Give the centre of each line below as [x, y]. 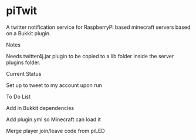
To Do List [18, 96]
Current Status [24, 74]
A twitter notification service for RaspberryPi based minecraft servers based [98, 27]
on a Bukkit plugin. [28, 33]
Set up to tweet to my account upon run [54, 85]
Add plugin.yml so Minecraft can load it [53, 119]
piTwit [21, 11]
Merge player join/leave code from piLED [55, 131]
